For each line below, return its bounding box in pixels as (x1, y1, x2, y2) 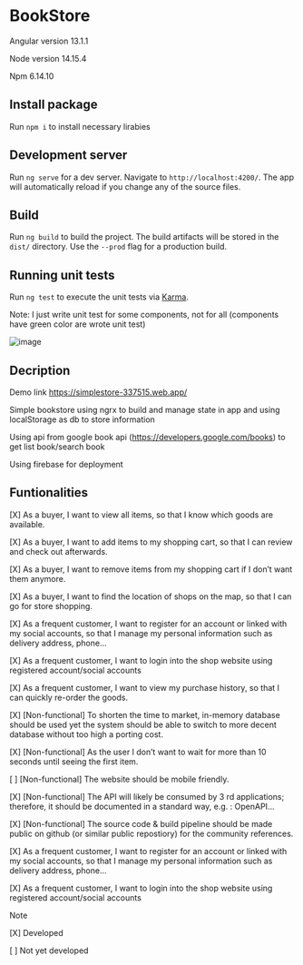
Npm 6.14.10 (9, 70, 54, 82)
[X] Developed (9, 927, 64, 938)
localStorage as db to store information (9, 414, 156, 425)
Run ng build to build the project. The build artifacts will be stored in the (9, 231, 279, 242)
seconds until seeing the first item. (9, 755, 139, 767)
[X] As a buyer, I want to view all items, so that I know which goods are (9, 509, 274, 520)
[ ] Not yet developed (9, 945, 89, 956)
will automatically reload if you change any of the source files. (9, 181, 241, 192)
